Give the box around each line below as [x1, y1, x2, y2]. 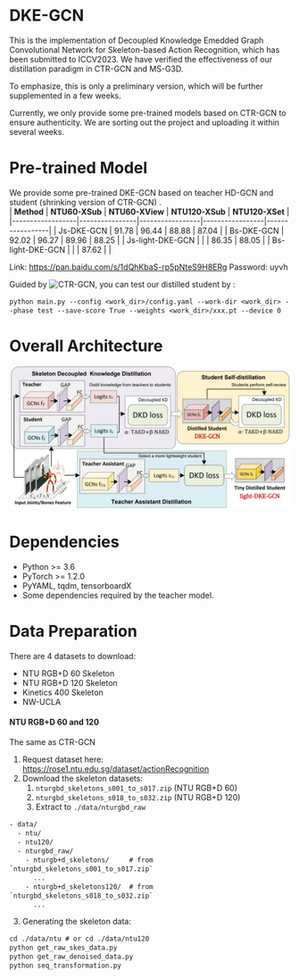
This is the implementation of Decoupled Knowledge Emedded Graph [9, 35, 264, 46]
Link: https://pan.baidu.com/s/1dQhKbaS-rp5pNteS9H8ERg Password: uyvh [9, 261, 288, 272]
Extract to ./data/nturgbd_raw [35, 801, 145, 812]
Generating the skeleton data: [21, 916, 132, 926]
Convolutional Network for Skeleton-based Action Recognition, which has [9, 44, 280, 54]
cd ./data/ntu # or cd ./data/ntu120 [9, 934, 150, 943]
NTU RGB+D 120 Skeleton [21, 677, 118, 688]
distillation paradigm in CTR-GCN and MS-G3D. [9, 63, 184, 74]
